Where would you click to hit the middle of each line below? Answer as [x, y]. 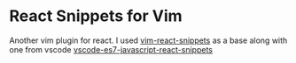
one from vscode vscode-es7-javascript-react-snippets [111, 49]
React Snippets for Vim [96, 16]
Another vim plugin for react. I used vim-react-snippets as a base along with [148, 40]
